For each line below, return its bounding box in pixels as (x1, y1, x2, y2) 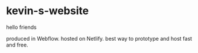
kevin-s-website (6, 4, 89, 18)
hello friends (6, 24, 37, 31)
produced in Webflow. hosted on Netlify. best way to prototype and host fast (6, 35, 192, 42)
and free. (6, 41, 28, 48)
